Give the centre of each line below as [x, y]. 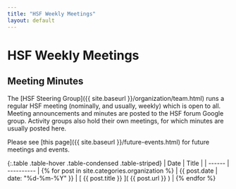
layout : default [31, 20]
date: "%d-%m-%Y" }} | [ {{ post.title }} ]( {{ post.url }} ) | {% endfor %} [112, 178]
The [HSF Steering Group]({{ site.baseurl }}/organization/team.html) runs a [116, 98]
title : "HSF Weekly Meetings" [52, 14]
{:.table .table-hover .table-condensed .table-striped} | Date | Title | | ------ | [118, 163]
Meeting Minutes [45, 81]
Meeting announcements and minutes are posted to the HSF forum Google [116, 113]
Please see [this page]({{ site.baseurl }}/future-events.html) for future [108, 142]
